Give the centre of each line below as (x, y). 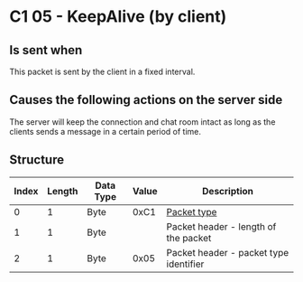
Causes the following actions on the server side (146, 100)
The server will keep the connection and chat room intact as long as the (142, 122)
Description (228, 191)
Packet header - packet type (228, 252)
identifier (185, 264)
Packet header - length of (221, 226)
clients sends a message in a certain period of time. (105, 131)
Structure (37, 160)
